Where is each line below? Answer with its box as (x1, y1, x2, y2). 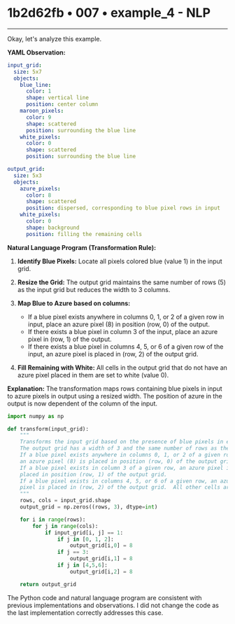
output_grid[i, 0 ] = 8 (69, 542, 133, 549)
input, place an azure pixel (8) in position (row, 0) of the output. (27, 320, 210, 328)
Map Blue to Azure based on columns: (17, 299, 131, 307)
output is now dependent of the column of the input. (7, 399, 158, 408)
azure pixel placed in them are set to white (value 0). (17, 370, 169, 379)
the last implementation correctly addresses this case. (7, 608, 164, 617)
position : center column (25, 101, 99, 108)
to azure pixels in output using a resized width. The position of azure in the (7, 391, 222, 400)
